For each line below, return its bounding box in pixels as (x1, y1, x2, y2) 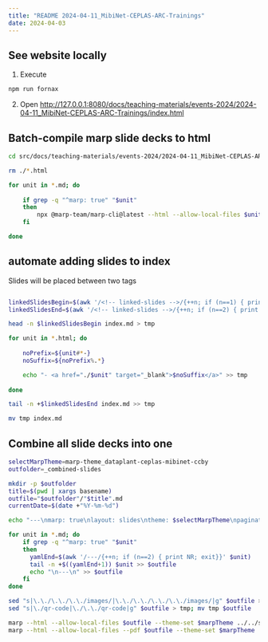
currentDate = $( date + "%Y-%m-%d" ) (8, 502, 120, 510)
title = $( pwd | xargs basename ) (8, 487, 112, 495)
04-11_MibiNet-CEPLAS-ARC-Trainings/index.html (19, 108, 185, 118)
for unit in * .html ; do (8, 334, 88, 343)
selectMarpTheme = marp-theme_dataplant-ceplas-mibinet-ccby (8, 458, 209, 466)
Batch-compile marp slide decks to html (8, 131, 211, 144)
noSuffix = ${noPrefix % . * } (22, 356, 105, 364)
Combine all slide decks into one (8, 436, 173, 451)
